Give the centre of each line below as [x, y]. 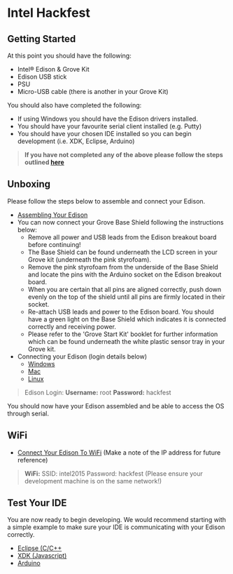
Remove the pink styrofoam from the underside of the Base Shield [123, 267]
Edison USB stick [42, 76]
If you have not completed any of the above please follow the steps [124, 155]
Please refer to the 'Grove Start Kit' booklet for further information [123, 334]
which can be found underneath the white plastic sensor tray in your [126, 341]
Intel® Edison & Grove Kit [53, 69]
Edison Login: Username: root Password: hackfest [98, 392]
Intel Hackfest [49, 13]
